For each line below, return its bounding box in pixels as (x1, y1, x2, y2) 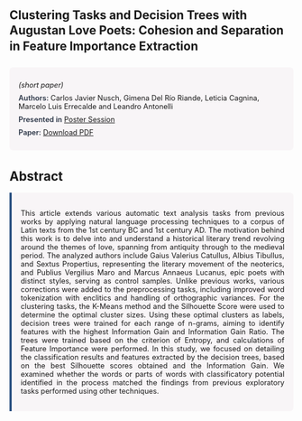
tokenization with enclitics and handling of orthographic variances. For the (21, 293, 285, 303)
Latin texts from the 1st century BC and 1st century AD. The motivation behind (21, 225, 285, 235)
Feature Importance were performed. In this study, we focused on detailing (21, 343, 285, 353)
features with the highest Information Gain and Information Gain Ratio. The (21, 327, 285, 336)
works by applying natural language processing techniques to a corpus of (21, 217, 285, 227)
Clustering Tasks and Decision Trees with (9, 7, 248, 23)
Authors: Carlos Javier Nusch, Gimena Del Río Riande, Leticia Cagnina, (18, 93, 260, 103)
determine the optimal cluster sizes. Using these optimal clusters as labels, (21, 310, 285, 320)
